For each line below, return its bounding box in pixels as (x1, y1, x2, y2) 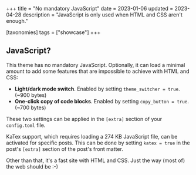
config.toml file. (6, 122, 46, 129)
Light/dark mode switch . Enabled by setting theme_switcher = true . (14, 85, 180, 92)
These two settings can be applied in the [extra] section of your (6, 115, 163, 122)
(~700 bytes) (14, 104, 46, 111)
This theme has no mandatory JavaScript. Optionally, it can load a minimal (6, 61, 185, 68)
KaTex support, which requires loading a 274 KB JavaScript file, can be (6, 133, 178, 140)
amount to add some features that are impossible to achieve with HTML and (6, 68, 190, 75)
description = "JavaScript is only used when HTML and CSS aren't (22, 11, 183, 18)
